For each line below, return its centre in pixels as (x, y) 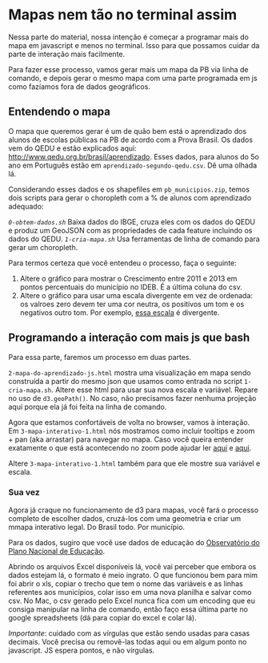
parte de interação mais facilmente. (67, 54)
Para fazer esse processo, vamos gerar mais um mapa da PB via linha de (128, 69)
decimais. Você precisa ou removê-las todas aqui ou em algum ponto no (128, 641)
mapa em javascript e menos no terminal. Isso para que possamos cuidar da (134, 45)
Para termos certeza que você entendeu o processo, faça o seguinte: (123, 263)
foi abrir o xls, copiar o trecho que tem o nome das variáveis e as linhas (126, 584)
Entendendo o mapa (59, 112)
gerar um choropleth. (43, 247)
